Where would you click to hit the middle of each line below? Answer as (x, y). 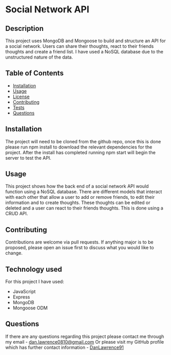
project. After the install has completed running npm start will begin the (80, 152)
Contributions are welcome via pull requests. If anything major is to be (79, 242)
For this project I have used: (35, 282)
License (21, 97)
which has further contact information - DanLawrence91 (65, 347)
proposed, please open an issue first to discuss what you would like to (80, 248)
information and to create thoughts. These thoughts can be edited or (78, 203)
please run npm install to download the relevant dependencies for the (79, 147)
